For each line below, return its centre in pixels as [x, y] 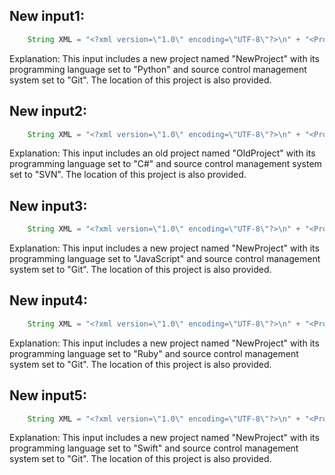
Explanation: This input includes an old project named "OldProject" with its [162, 153]
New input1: [47, 16]
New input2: [48, 111]
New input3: [48, 205]
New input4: [48, 300]
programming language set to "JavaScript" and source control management [165, 259]
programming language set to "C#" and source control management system [165, 164]
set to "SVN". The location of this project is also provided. [128, 175]
